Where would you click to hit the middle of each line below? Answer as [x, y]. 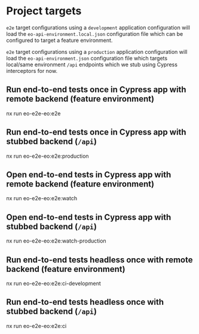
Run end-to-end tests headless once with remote [99, 260]
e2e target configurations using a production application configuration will [97, 51]
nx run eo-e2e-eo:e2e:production [48, 156]
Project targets [44, 11]
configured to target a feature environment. [59, 40]
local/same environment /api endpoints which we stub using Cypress [92, 65]
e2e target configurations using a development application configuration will [98, 27]
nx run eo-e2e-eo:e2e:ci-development [54, 283]
